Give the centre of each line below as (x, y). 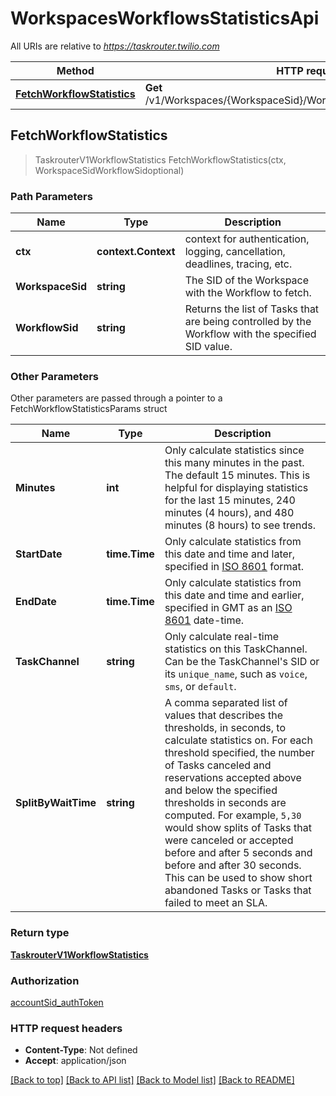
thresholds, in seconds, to (225, 728)
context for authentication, (247, 239)
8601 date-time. (204, 620)
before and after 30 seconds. (233, 865)
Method (75, 70)
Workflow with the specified (250, 334)
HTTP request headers (66, 1028)
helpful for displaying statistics (236, 488)
